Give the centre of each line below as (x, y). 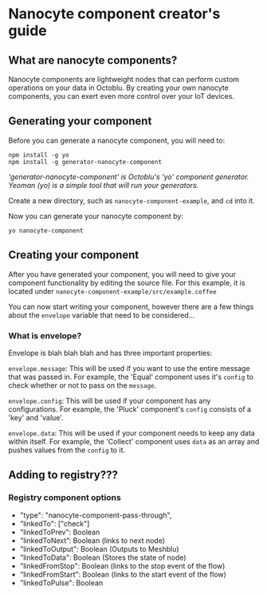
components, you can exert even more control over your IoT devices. (122, 96)
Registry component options (65, 498)
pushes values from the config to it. (67, 450)
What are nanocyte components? (93, 60)
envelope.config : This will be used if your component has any (110, 401)
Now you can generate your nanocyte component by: (96, 216)
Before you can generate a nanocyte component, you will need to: (117, 140)
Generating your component (80, 121)
